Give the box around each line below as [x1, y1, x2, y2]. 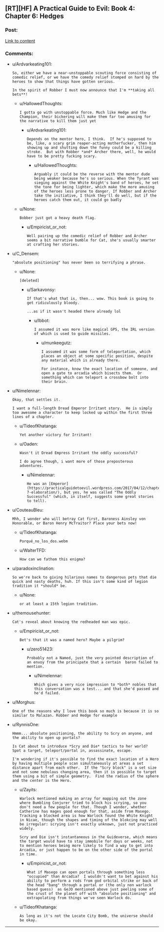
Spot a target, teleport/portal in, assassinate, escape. [12, 748, 133, 753]
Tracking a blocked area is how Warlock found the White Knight [19, 813, 153, 818]
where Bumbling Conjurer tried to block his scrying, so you [19, 800, 146, 805]
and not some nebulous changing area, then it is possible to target [12, 769, 157, 775]
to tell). [26, 498, 47, 503]
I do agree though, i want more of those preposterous [19, 459, 133, 464]
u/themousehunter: [12, 610, 51, 616]
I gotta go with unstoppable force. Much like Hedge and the [19, 110, 146, 115]
